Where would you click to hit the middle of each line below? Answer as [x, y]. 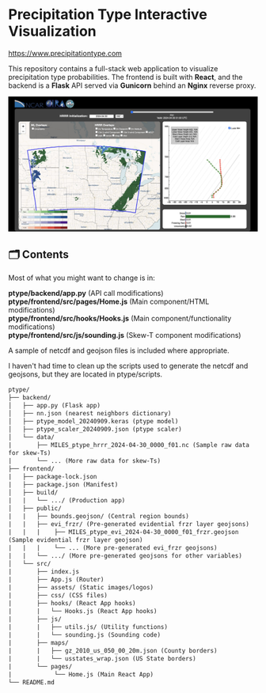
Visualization [52, 31]
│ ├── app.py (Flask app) [55, 405]
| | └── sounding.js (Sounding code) [84, 634]
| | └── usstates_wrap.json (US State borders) [102, 658]
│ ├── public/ [35, 508]
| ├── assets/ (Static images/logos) [81, 587]
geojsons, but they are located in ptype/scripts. [85, 374]
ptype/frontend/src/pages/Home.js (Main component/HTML [109, 301]
